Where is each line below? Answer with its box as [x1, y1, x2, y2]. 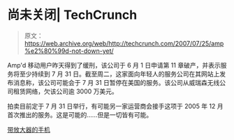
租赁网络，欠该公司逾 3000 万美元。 [13, 87, 119, 95]
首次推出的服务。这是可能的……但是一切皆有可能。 [7, 110, 153, 119]
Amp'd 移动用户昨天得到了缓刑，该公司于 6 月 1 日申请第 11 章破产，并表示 [7, 61, 221, 69]
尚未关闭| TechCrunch [7, 7, 138, 23]
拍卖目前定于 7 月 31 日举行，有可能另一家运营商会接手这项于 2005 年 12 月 [7, 102, 224, 110]
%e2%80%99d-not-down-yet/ [24, 47, 114, 55]
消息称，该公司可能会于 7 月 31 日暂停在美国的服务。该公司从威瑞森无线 [13, 78, 220, 86]
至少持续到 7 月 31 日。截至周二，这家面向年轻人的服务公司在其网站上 [19, 70, 220, 78]
